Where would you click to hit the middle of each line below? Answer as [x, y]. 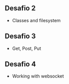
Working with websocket [38, 76]
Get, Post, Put [26, 48]
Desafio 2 [20, 8]
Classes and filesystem [36, 20]
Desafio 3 [20, 36]
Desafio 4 [20, 64]
